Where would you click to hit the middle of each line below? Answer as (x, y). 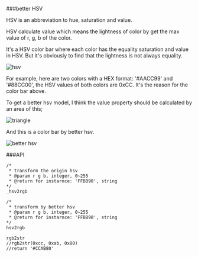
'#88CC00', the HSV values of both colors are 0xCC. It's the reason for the (97, 85)
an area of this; (25, 109)
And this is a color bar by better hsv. (50, 132)
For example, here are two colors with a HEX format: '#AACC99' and (90, 78)
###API (15, 155)
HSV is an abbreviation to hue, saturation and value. (69, 20)
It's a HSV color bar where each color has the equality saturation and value (98, 49)
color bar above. (26, 91)
